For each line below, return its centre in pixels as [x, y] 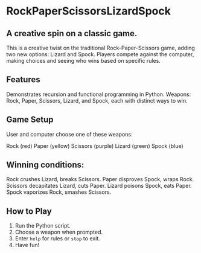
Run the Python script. [43, 226]
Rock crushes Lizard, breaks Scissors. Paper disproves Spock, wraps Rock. [100, 179]
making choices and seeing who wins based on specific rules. [84, 61]
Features [23, 80]
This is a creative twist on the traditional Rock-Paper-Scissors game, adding [101, 48]
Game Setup [30, 120]
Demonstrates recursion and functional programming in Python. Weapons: [99, 94]
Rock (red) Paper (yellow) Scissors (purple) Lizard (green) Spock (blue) [95, 146]
